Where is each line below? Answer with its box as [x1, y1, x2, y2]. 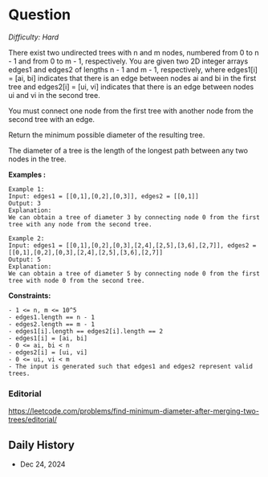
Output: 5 [8, 255, 42, 263]
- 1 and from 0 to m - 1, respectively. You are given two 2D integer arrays [8, 56, 249, 66]
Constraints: [8, 291, 51, 300]
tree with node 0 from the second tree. [8, 276, 146, 284]
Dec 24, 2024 [19, 459, 66, 469]
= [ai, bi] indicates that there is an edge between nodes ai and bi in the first [8, 73, 257, 83]
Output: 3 [8, 199, 42, 207]
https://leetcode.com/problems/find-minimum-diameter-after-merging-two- [8, 406, 259, 416]
